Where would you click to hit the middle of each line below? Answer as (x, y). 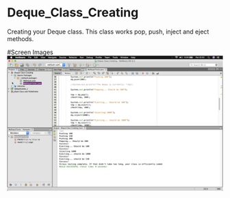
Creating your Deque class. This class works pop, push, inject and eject (108, 32)
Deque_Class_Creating (73, 13)
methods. (21, 38)
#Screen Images (30, 52)
